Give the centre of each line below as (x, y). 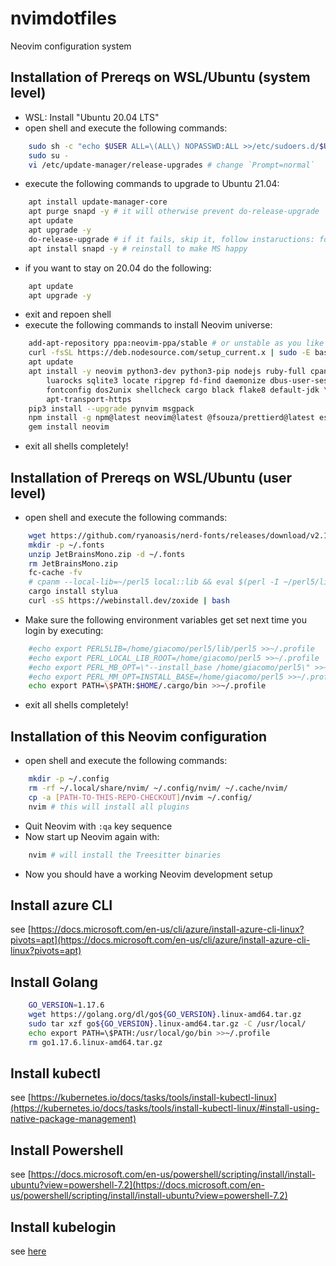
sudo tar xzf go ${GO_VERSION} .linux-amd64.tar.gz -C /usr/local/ (167, 1023)
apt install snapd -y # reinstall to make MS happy (138, 248)
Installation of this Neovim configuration (139, 736)
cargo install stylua (73, 592)
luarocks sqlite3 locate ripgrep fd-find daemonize (156, 380)
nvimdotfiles (63, 18)
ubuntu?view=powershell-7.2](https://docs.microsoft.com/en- (138, 1185)
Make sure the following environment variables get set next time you (165, 619)
